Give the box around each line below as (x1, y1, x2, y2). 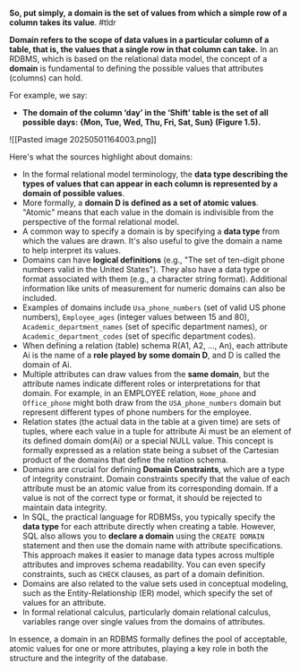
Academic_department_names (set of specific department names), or (21, 322, 268, 332)
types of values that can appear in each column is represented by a (21, 178, 279, 189)
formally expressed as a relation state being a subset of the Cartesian (21, 445, 279, 455)
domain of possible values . (21, 188, 125, 198)
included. (21, 293, 57, 303)
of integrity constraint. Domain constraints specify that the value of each (21, 474, 291, 484)
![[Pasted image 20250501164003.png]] (9, 134, 157, 144)
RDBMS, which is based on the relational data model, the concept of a (9, 54, 268, 64)
